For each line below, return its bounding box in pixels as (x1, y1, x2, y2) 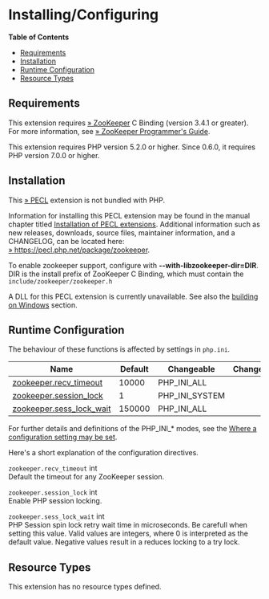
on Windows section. (8, 299, 78, 310)
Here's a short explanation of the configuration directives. (8, 448, 199, 458)
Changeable (167, 364, 215, 375)
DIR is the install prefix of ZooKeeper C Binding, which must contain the (8, 269, 244, 279)
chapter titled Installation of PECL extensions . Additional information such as (8, 219, 260, 229)
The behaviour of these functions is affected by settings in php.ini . (8, 344, 231, 354)
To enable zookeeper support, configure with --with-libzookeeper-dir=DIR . (8, 260, 259, 270)
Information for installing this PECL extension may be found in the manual (8, 210, 251, 220)
